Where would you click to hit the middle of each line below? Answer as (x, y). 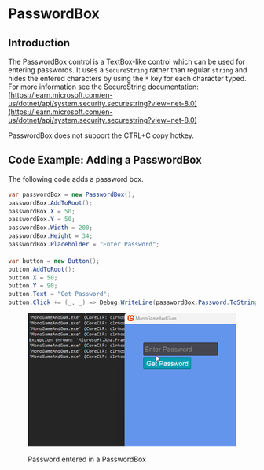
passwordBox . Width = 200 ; (50, 228)
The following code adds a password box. (76, 179)
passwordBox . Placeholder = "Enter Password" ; (84, 245)
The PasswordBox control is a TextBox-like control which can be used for (127, 61)
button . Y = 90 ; (33, 286)
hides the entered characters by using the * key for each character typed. (127, 78)
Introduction (39, 43)
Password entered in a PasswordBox (87, 459)
